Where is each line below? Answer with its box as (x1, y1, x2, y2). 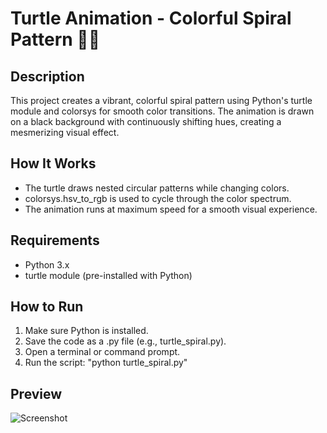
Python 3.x (24, 258, 70, 271)
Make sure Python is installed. (24, 325, 149, 337)
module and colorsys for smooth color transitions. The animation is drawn (10, 105, 315, 117)
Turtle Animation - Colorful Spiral (10, 7, 292, 30)
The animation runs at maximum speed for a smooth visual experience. (24, 203, 318, 215)
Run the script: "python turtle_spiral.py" (24, 357, 188, 369)
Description (10, 68, 85, 85)
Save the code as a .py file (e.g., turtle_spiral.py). (24, 335, 227, 347)
